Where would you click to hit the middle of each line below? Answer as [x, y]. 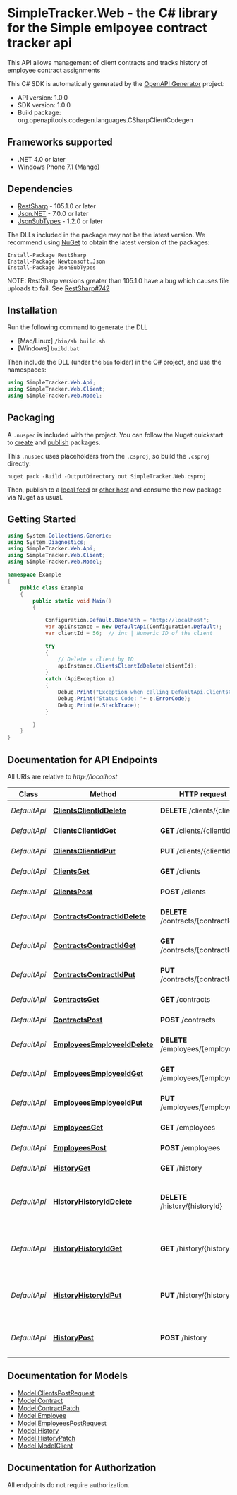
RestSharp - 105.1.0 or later [57, 206]
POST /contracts [188, 1020]
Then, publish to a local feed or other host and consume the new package [115, 490]
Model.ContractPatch [48, 1408]
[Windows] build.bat [48, 348]
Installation [32, 310]
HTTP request [203, 794]
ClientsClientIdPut [84, 851]
